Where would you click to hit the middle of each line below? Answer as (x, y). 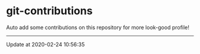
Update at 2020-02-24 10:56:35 (46, 44)
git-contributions (49, 11)
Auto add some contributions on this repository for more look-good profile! (98, 27)
